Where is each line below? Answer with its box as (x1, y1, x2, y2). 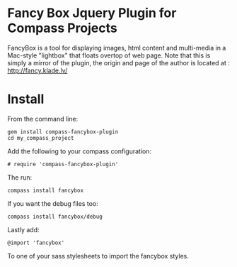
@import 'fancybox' (7, 239, 65, 246)
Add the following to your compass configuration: (7, 147, 152, 156)
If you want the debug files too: (7, 199, 98, 207)
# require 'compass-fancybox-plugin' (7, 160, 119, 168)
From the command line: (7, 114, 79, 123)
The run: (7, 173, 33, 182)
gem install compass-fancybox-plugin (7, 128, 119, 136)
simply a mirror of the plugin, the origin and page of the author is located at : (7, 58, 230, 67)
